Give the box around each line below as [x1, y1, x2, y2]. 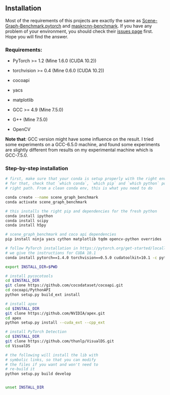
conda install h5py [5, 223, 47, 228]
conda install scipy [5, 218, 49, 223]
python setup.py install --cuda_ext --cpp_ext [5, 320, 105, 325]
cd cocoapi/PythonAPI [5, 288, 51, 293]
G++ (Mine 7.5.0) [12, 116, 48, 123]
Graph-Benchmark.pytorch [5, 23, 62, 29]
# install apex [5, 301, 37, 306]
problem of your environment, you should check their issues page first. [5, 28, 153, 34]
